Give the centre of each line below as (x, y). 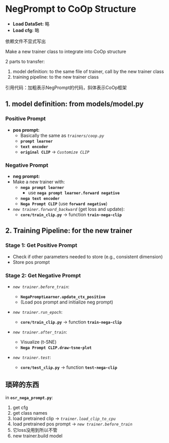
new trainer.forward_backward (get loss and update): (69, 209)
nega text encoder (40, 199)
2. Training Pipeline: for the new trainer (69, 231)
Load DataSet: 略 (31, 24)
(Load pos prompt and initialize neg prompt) (67, 302)
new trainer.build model (38, 436)
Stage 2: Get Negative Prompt (43, 275)
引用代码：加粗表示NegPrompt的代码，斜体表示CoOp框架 (66, 87)
